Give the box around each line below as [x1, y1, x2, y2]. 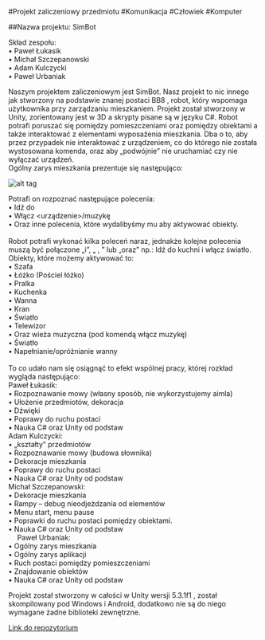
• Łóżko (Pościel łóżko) [8, 270, 85, 280]
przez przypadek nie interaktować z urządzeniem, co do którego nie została [8, 138, 257, 147]
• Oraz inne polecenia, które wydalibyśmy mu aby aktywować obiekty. [8, 219, 239, 229]
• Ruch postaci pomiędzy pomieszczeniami [8, 558, 150, 567]
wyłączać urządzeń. [8, 155, 74, 164]
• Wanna [8, 296, 37, 305]
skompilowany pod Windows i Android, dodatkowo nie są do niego [8, 599, 227, 608]
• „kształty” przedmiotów [8, 440, 92, 449]
